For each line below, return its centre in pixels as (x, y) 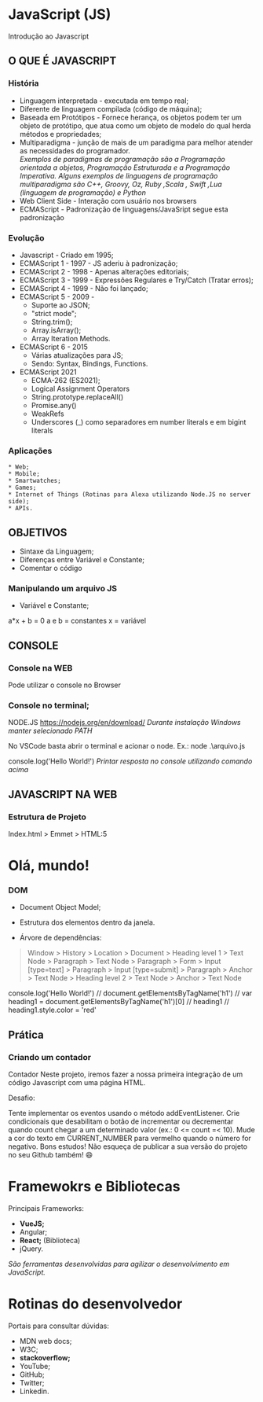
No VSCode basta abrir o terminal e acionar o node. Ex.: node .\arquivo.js (127, 746)
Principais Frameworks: (46, 1209)
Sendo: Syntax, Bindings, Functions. (89, 363)
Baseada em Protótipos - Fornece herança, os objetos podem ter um (130, 117)
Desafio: (22, 1098)
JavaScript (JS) (60, 15)
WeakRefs (47, 414)
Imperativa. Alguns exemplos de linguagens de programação (119, 175)
